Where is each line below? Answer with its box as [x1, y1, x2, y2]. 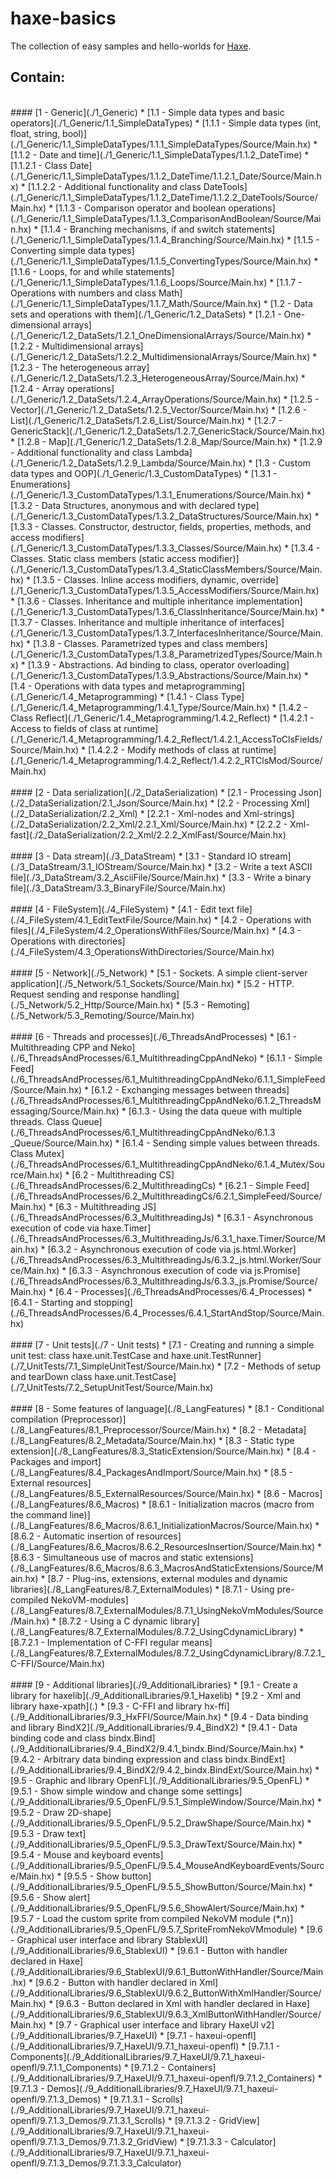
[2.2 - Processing [216, 797, 289, 809]
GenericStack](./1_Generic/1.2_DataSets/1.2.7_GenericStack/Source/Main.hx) [10, 425, 326, 437]
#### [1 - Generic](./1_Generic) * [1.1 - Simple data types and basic [10, 106, 285, 118]
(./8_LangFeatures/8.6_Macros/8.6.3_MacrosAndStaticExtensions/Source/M [10, 1562, 324, 1574]
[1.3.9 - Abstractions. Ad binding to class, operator [27, 658, 235, 671]
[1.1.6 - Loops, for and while [10, 265, 124, 277]
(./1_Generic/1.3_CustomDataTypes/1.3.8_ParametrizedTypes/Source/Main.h [10, 648, 323, 660]
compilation [10, 1413, 59, 1425]
